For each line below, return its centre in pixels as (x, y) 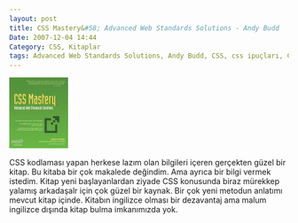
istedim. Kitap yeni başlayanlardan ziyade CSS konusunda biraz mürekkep (145, 181)
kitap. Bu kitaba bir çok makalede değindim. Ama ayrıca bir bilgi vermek (140, 172)
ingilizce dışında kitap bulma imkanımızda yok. (94, 210)
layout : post (33, 19)
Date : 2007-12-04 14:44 (53, 37)
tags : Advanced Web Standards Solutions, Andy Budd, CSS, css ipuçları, (146, 56)
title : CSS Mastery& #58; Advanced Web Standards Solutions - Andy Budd (144, 28)
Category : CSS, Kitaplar (55, 47)
